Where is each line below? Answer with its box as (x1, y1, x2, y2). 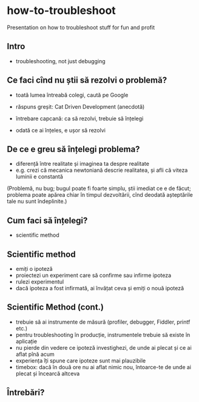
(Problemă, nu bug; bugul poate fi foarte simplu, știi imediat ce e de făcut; (7, 185, 191, 192)
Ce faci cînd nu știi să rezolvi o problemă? (7, 75, 167, 86)
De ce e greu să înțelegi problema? (7, 144, 140, 154)
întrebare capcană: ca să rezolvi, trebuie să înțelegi (15, 115, 144, 122)
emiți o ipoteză (15, 265, 53, 272)
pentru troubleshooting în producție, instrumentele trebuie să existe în (15, 331, 191, 338)
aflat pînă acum (15, 350, 55, 358)
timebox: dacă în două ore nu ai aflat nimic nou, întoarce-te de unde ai (15, 363, 192, 370)
